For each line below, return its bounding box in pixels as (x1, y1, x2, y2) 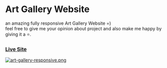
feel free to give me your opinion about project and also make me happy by (5, 25, 162, 31)
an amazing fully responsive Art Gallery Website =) (5, 20, 111, 26)
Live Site (5, 45, 27, 52)
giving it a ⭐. (5, 31, 31, 37)
